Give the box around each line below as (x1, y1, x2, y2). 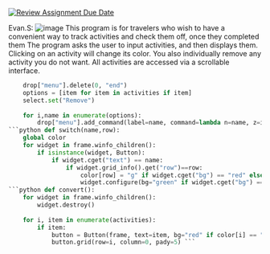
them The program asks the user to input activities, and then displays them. (8, 40, 259, 50)
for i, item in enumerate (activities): (22, 215, 157, 224)
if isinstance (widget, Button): (37, 149, 146, 157)
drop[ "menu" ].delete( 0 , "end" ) (22, 81, 128, 89)
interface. (8, 66, 40, 76)
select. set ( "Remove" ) (22, 96, 95, 104)
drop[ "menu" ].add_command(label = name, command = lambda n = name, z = (37, 119, 261, 127)
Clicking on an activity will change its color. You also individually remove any (8, 49, 262, 58)
